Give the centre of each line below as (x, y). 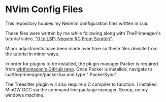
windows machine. (25, 95)
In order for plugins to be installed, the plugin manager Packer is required (82, 63)
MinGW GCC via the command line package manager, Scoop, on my (77, 89)
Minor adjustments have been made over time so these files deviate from (82, 48)
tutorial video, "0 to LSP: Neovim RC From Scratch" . (59, 39)
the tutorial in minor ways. (32, 54)
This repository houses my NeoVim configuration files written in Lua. (77, 23)
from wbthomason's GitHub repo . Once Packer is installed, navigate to (79, 69)
